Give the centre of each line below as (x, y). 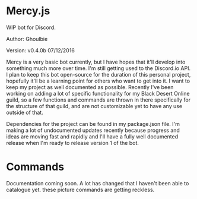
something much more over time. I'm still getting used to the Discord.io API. (99, 68)
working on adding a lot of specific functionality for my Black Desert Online (98, 93)
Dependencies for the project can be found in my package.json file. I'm (93, 124)
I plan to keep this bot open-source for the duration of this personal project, (99, 74)
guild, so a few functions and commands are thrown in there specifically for (99, 100)
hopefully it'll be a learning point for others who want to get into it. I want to (98, 81)
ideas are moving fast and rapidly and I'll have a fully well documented (92, 136)
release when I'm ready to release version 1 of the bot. (73, 143)
